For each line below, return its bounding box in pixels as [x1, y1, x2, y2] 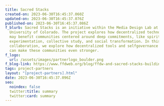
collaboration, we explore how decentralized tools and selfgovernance [9, 43, 159, 48]
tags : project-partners [5, 66, 54, 71]
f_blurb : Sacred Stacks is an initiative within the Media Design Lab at [5, 25, 159, 30]
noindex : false [9, 84, 41, 89]
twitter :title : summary [9, 89, 58, 94]
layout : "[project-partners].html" [5, 71, 78, 76]
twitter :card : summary [9, 93, 56, 98]
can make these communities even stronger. [9, 48, 99, 53]
